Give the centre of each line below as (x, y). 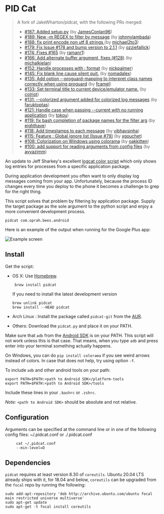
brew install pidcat (35, 285)
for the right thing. (23, 191)
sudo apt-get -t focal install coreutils (48, 507)
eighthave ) (35, 125)
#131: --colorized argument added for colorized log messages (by (91, 99)
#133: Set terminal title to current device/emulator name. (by (85, 89)
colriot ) (32, 94)
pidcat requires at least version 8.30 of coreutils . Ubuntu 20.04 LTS (74, 475)
